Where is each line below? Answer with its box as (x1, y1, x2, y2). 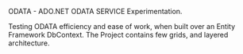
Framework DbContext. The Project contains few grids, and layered (8, 31, 229, 39)
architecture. (8, 38, 50, 48)
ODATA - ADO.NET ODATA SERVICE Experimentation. (8, 7, 183, 16)
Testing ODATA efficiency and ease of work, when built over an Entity (8, 22, 236, 31)
